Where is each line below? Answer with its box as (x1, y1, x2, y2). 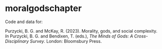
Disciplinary (5, 38, 29, 44)
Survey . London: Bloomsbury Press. (30, 38, 102, 44)
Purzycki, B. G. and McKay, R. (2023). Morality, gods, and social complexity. (5, 28, 158, 34)
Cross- (134, 33, 148, 39)
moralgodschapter (5, 3, 82, 14)
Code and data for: (5, 19, 43, 24)
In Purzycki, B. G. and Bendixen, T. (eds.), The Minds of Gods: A (5, 33, 133, 39)
